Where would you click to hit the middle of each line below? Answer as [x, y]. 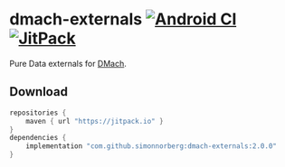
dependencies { [38, 138]
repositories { [38, 113]
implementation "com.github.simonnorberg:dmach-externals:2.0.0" [152, 146]
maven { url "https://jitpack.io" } [95, 121]
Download [38, 92]
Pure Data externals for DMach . [68, 63]
